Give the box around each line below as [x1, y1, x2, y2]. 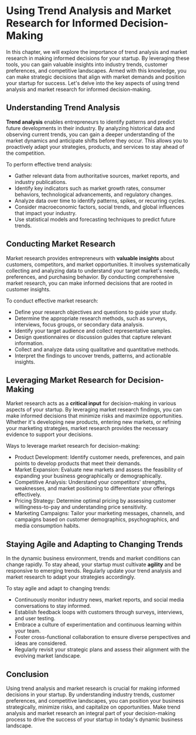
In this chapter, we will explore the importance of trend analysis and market [6, 48, 187, 55]
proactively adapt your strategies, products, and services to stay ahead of [6, 143, 184, 150]
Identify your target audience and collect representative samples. [14, 327, 172, 334]
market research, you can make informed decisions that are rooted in [6, 280, 173, 287]
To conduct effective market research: [6, 297, 98, 304]
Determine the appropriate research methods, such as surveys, [14, 315, 167, 322]
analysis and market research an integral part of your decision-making [6, 710, 176, 716]
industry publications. [14, 178, 67, 185]
